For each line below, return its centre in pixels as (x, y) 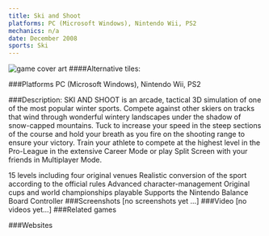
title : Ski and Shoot (45, 16)
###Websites (31, 226)
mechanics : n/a (34, 31)
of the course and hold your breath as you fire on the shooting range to (126, 135)
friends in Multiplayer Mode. (55, 160)
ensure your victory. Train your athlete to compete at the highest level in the (134, 143)
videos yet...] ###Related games (63, 209)
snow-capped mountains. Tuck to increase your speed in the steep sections (135, 126)
